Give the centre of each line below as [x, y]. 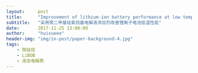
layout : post [27, 11]
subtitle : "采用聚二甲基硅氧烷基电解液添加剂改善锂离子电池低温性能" [84, 22]
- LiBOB [26, 55]
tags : [13, 45]
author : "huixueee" [35, 34]
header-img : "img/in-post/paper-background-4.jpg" [70, 39]
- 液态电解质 [30, 61]
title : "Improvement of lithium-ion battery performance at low [93, 17]
